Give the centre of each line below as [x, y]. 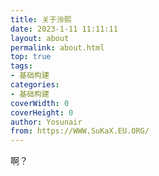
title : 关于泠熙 [41, 19]
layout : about [40, 38]
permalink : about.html [57, 47]
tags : [21, 66]
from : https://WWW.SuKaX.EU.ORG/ [80, 131]
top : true [31, 57]
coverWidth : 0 [40, 103]
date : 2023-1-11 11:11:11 [64, 29]
